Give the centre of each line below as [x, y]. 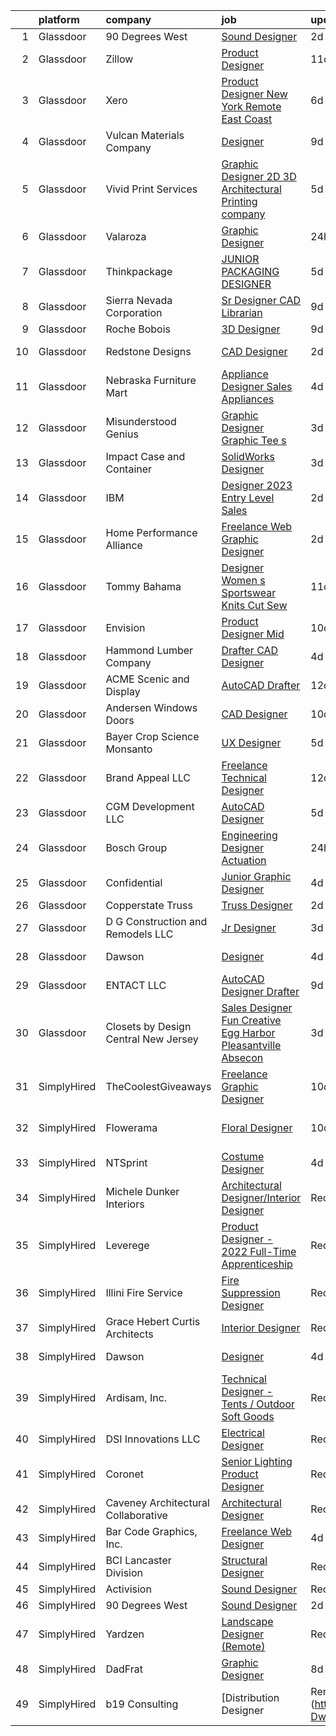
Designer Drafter [260, 991]
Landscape [247, 1621]
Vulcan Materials [145, 135]
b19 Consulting [142, 1704]
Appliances [248, 399]
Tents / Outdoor [258, 1404]
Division [124, 1572]
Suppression [251, 1292]
